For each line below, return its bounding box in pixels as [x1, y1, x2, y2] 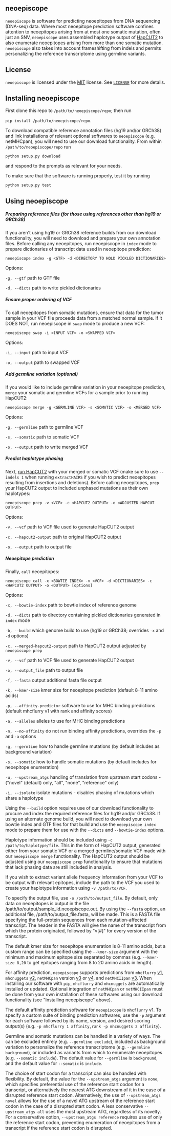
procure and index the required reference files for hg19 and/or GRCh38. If [5, 810, 160, 816]
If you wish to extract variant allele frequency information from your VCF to [5, 874, 163, 880]
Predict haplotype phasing [5, 455, 63, 462]
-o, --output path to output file [5, 543, 72, 549]
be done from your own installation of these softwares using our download [5, 991, 163, 997]
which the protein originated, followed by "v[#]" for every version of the [5, 927, 157, 933]
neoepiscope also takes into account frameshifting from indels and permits [5, 45, 161, 51]
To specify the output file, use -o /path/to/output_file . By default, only [5, 894, 158, 901]
